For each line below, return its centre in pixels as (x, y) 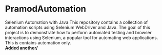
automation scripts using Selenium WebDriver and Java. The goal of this (78, 27)
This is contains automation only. (38, 42)
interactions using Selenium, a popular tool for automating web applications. (81, 38)
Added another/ (21, 48)
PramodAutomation (46, 9)
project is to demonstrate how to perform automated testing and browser (79, 32)
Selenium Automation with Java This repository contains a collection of (76, 22)
